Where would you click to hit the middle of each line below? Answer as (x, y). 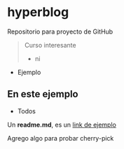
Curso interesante (50, 45)
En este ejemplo (43, 94)
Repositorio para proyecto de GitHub (60, 31)
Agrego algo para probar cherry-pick (61, 138)
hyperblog (38, 12)
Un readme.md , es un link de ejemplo (62, 125)
